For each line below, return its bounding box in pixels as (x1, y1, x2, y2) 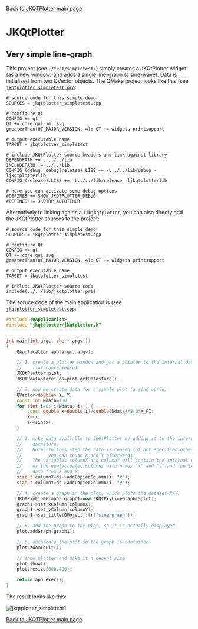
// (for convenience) (16, 365, 78, 371)
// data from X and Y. (16, 469, 81, 475)
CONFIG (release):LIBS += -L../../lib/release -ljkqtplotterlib (6, 178, 167, 184)
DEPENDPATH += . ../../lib (6, 157, 72, 163)
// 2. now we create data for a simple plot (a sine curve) (16, 386, 167, 392)
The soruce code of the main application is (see (6, 299, 123, 306)
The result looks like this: (6, 593, 67, 600)
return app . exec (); (16, 577, 65, 583)
